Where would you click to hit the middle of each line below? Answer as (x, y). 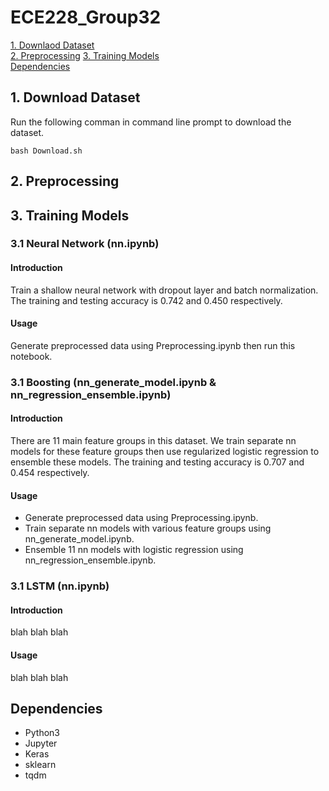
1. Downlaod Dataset (52, 45)
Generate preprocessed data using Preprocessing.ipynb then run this (153, 345)
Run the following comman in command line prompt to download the (151, 122)
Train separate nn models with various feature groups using (148, 528)
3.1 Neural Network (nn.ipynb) (85, 244)
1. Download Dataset (75, 97)
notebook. (31, 356)
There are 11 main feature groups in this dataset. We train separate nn (153, 440)
